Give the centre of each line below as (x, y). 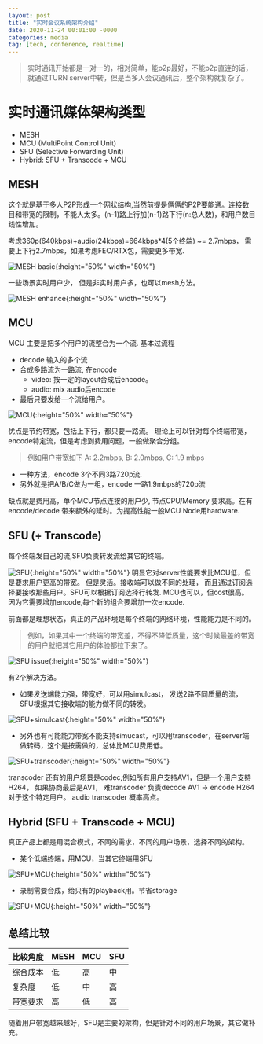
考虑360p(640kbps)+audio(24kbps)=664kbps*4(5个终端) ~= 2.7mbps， (126, 241)
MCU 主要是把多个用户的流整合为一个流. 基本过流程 (91, 343)
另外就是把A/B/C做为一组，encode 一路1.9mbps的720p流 (112, 483)
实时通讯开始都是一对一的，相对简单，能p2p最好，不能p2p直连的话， (140, 68)
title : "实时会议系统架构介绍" (53, 23)
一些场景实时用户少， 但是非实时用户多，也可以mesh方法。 (104, 282)
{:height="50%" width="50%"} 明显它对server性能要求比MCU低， (137, 572)
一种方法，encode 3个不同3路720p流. (81, 474)
